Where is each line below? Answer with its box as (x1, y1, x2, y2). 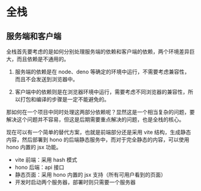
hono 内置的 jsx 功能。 (6, 144, 62, 150)
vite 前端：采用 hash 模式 (14, 156, 78, 163)
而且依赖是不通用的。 (16, 56, 69, 63)
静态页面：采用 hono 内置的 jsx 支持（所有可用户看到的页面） (14, 171, 166, 178)
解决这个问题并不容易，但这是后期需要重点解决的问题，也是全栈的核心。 (6, 116, 184, 123)
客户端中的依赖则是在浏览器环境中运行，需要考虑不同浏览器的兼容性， (14, 88, 188, 95)
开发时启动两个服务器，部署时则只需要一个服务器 (14, 178, 136, 186)
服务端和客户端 (6, 31, 62, 41)
